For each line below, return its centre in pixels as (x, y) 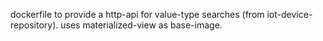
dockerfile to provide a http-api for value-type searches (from (137, 14)
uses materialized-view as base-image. (141, 25)
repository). (34, 25)
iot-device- (289, 14)
